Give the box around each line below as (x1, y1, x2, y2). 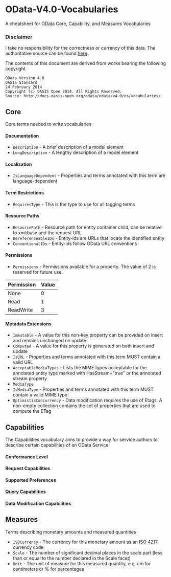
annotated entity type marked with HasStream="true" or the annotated (12, 370, 162, 376)
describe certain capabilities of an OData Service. (5, 442, 110, 448)
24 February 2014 (5, 84, 42, 90)
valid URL (12, 359, 33, 365)
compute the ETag (12, 408, 52, 414)
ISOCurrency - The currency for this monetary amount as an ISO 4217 (12, 539, 158, 545)
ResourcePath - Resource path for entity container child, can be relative (12, 224, 162, 230)
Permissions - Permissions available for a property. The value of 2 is (12, 263, 156, 270)
